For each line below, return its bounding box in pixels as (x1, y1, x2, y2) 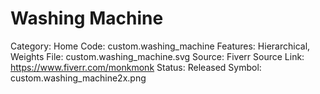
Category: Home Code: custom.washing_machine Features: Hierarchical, (10, 40, 311, 52)
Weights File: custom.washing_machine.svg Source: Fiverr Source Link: (10, 50, 305, 62)
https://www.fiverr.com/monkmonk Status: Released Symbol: (10, 61, 262, 73)
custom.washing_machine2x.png (10, 72, 147, 84)
